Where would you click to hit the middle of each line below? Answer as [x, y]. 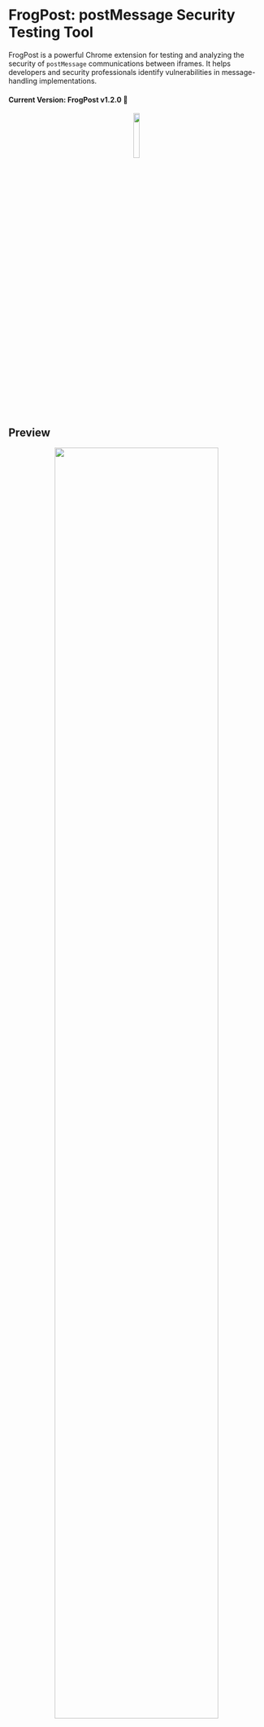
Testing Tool [51, 32]
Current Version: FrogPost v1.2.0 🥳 [68, 99]
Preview [30, 432]
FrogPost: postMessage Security [122, 15]
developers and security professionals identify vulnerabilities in [114, 72]
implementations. [68, 81]
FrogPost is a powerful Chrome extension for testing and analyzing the [127, 55]
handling [23, 81]
